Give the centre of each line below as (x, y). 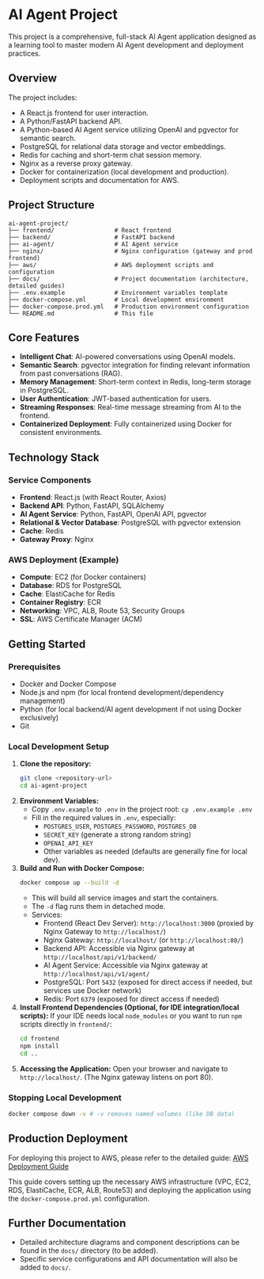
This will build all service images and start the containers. (125, 898)
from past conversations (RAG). (71, 373)
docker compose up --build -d (70, 883)
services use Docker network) (92, 990)
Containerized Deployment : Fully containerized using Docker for (126, 424)
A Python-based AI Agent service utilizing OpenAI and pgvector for (129, 129)
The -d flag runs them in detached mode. (98, 906)
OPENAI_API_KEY (68, 844)
